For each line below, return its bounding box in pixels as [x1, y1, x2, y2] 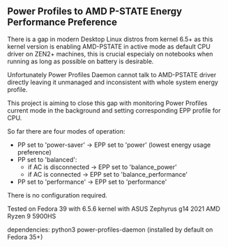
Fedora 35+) [7, 232, 43, 241]
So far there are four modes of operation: [7, 127, 126, 135]
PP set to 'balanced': [17, 155, 77, 164]
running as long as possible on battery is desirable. [7, 57, 154, 65]
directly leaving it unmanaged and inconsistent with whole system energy [7, 78, 218, 86]
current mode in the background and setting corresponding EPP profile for [7, 106, 221, 114]
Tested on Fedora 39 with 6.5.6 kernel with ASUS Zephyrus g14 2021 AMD [7, 205, 221, 213]
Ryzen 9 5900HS [7, 212, 56, 220]
